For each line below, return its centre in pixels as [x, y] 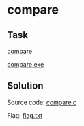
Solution [25, 86]
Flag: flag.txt [25, 115]
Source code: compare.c [42, 102]
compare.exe [26, 64]
